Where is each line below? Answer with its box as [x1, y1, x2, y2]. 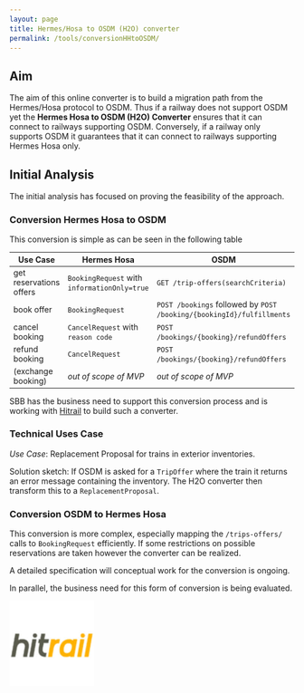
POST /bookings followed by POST [157, 299, 278, 310]
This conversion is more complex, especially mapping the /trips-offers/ [9, 528, 283, 539]
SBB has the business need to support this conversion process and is [9, 395, 269, 407]
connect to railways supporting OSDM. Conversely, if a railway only [9, 121, 261, 132]
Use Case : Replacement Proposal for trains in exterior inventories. [9, 448, 256, 459]
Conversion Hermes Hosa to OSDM [9, 213, 167, 226]
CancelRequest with [67, 322, 138, 332]
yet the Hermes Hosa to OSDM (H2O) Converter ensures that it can [9, 111, 262, 122]
